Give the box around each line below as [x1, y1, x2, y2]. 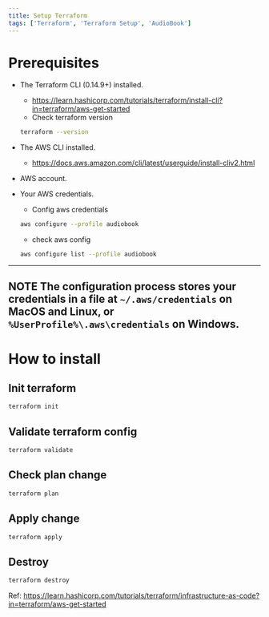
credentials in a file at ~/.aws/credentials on [8, 292, 233, 306]
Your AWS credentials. [19, 189, 94, 199]
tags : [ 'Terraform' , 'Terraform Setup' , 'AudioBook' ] [8, 19, 192, 27]
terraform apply [8, 533, 62, 541]
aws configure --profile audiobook [19, 220, 139, 228]
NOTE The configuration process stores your [8, 280, 237, 293]
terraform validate [8, 446, 74, 454]
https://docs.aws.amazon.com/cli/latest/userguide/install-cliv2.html [31, 158, 255, 168]
